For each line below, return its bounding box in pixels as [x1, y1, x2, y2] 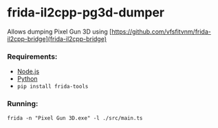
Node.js [17, 67, 40, 76]
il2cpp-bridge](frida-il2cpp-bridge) [7, 34, 107, 42]
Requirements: [7, 51, 58, 61]
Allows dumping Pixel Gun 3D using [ [7, 27, 112, 36]
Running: [7, 99, 39, 109]
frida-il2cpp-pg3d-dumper [7, 5, 165, 21]
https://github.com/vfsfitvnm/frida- [111, 27, 211, 36]
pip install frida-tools [17, 84, 89, 90]
